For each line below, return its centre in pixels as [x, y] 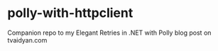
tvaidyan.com [27, 40]
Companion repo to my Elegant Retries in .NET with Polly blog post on [109, 33]
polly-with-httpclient [70, 13]
